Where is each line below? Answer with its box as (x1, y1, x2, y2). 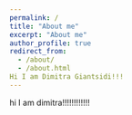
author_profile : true (9, 38, 92, 48)
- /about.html (17, 64, 71, 73)
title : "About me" (9, 22, 79, 31)
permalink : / (9, 13, 59, 23)
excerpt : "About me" (9, 30, 88, 39)
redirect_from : (9, 47, 67, 56)
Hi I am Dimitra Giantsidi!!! (9, 72, 125, 81)
